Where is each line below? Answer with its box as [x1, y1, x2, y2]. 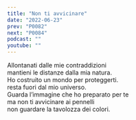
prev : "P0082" [7, 23, 48, 30]
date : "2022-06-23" [7, 17, 63, 23]
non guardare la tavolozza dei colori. [7, 105, 111, 113]
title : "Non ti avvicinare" [7, 10, 88, 17]
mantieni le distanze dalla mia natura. [7, 68, 113, 77]
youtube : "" [7, 42, 41, 49]
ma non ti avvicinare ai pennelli [7, 98, 95, 106]
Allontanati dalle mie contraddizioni [7, 61, 106, 69]
